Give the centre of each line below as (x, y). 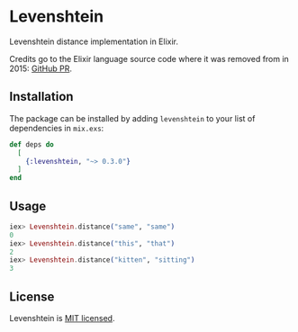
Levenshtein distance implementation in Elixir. (94, 41)
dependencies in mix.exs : (57, 128)
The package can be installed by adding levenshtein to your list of (132, 118)
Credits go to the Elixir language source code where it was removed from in (149, 58)
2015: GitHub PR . (41, 68)
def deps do (32, 144)
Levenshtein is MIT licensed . (62, 318)
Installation (41, 97)
